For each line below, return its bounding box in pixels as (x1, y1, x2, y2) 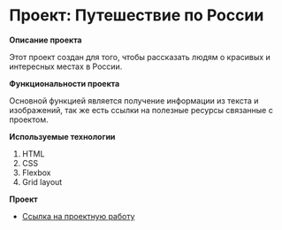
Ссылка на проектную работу (21, 211, 135, 221)
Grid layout (21, 176, 63, 187)
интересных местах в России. (9, 61, 123, 72)
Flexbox (21, 167, 51, 178)
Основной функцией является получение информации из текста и (9, 95, 259, 106)
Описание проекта (9, 34, 82, 45)
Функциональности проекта (9, 78, 120, 88)
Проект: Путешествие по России (9, 5, 264, 26)
